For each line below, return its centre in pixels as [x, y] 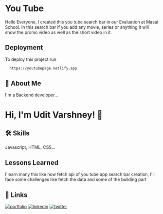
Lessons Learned [32, 163]
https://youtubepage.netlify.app [43, 68]
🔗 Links [16, 195]
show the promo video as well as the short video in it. [58, 32]
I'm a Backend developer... [32, 95]
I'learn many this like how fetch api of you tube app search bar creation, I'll [80, 174]
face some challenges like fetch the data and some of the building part [76, 179]
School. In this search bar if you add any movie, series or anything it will [77, 27]
